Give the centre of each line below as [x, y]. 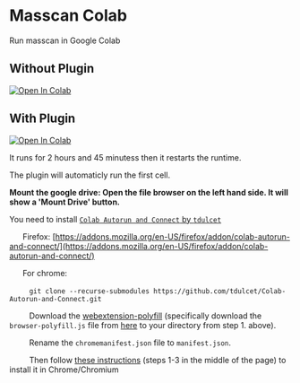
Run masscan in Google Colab [65, 40]
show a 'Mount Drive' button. [65, 202]
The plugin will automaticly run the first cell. [90, 175]
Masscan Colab [69, 16]
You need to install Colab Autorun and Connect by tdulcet [116, 219]
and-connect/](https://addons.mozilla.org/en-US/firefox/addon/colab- [139, 246]
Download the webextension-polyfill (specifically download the [146, 316]
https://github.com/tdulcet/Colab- [220, 291]
